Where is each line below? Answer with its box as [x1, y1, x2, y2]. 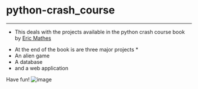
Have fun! [6, 76, 30, 83]
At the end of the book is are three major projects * [14, 46, 138, 53]
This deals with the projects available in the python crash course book [14, 28, 185, 35]
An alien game [14, 52, 50, 59]
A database [14, 58, 43, 65]
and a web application [14, 64, 69, 71]
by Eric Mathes [14, 35, 51, 42]
